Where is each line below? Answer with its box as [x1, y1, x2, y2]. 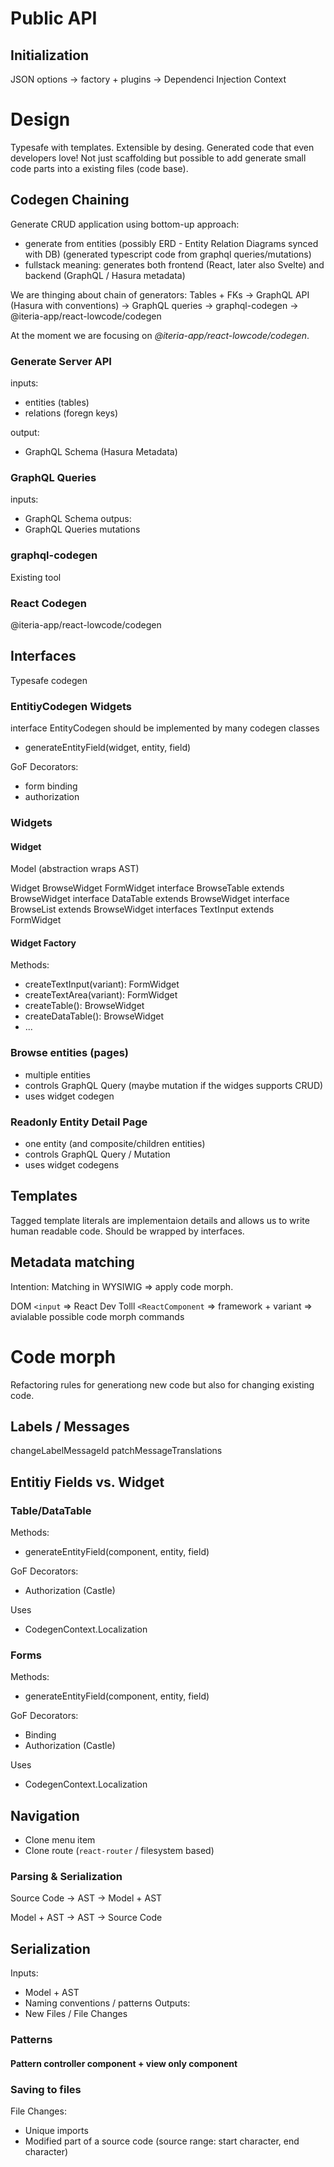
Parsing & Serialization [10, 1870, 123, 1884]
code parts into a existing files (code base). [10, 162, 189, 174]
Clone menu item [24, 1834, 96, 1846]
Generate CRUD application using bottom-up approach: [10, 218, 240, 230]
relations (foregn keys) [24, 407, 119, 419]
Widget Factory [10, 937, 77, 949]
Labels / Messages [10, 1418, 130, 1435]
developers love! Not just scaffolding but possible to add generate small [10, 152, 307, 164]
